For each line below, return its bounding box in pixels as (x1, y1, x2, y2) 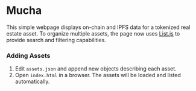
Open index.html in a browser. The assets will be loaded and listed (14, 72, 181, 79)
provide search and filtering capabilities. (6, 36, 107, 43)
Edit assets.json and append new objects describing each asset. (14, 65, 177, 72)
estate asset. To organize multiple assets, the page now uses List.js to (6, 30, 180, 37)
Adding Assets (6, 51, 51, 60)
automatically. (14, 78, 50, 85)
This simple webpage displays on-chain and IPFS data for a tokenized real (6, 24, 191, 31)
